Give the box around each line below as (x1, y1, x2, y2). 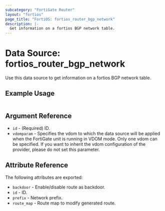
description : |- (5, 21, 39, 27)
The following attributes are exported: (5, 174, 83, 180)
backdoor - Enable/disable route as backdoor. (12, 184, 105, 190)
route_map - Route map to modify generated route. (12, 200, 116, 206)
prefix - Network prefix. (12, 194, 63, 200)
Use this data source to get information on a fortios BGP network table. (5, 75, 151, 81)
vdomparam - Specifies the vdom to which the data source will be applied (12, 130, 160, 136)
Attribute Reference (5, 161, 68, 169)
